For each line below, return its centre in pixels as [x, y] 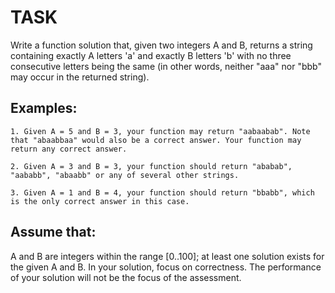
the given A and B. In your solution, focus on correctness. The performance [166, 267]
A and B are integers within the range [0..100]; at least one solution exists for [167, 256]
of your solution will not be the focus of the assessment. [126, 277]
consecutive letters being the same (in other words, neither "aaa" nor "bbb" [166, 66]
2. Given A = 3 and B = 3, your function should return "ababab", [151, 166]
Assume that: [53, 232]
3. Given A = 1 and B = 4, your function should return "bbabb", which [162, 192]
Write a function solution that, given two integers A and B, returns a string [161, 45]
